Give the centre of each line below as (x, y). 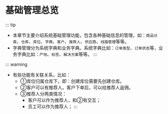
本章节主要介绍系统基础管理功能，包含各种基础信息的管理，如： (79, 35)
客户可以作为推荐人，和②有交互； (64, 100)
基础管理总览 (32, 10)
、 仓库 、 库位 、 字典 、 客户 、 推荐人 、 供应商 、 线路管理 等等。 (73, 42)
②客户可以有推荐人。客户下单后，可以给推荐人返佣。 (77, 87)
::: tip (11, 25)
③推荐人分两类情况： (43, 94)
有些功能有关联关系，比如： (42, 74)
